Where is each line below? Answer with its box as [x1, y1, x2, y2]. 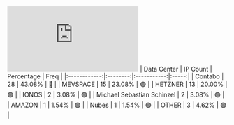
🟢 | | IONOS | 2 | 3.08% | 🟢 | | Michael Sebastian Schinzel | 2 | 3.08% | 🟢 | [7, 90, 225, 99]
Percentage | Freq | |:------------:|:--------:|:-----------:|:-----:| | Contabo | [7, 72, 224, 81]
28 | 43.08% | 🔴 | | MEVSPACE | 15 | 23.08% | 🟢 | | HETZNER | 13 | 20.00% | [7, 80, 228, 88]
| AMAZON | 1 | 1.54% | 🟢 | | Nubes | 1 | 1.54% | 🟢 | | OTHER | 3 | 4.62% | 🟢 [7, 101, 227, 109]
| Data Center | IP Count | [139, 65, 212, 73]
